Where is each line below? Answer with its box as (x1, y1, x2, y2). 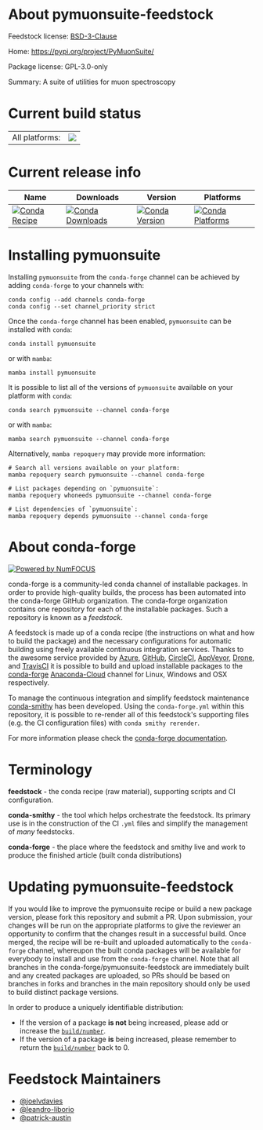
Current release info (8, 163, 142, 181)
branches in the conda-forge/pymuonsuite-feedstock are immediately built (8, 962, 250, 971)
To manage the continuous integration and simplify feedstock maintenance (8, 693, 250, 702)
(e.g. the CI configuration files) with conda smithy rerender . (8, 718, 200, 727)
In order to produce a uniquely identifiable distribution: (8, 1002, 184, 1012)
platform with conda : (8, 391, 73, 400)
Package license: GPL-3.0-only (8, 61, 108, 71)
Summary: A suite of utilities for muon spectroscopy (8, 77, 176, 86)
